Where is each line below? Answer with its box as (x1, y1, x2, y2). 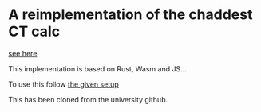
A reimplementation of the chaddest (8, 6, 253, 24)
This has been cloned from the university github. (8, 95, 168, 104)
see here (8, 48, 38, 58)
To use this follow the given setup (8, 79, 119, 89)
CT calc (8, 22, 61, 41)
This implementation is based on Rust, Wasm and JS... (8, 64, 188, 73)
